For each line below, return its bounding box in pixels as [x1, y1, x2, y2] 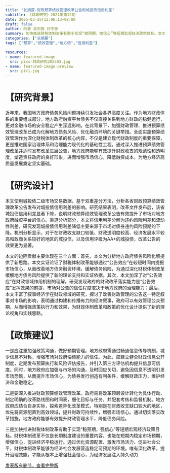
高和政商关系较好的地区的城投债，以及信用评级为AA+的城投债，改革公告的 [5, 236, 161, 242]
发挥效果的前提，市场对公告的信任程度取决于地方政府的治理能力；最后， [12, 285, 163, 291]
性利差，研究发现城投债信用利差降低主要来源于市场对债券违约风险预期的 [5, 223, 156, 229]
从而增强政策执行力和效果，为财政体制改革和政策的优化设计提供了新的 [14, 304, 160, 310]
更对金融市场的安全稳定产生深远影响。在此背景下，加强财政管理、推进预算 [5, 122, 160, 128]
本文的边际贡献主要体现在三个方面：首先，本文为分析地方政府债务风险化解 [5, 253, 160, 259]
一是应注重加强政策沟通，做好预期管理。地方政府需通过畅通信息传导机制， [5, 347, 160, 353]
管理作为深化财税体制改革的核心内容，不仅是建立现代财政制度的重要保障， [9, 135, 165, 141]
